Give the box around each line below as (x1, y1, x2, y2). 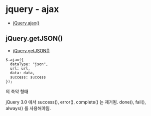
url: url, (10, 66, 30, 71)
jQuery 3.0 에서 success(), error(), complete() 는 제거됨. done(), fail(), (5, 99, 147, 105)
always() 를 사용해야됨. (5, 105, 51, 111)
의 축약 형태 (5, 88, 29, 94)
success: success (10, 75, 46, 80)
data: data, (10, 70, 35, 75)
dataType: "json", (10, 61, 49, 67)
